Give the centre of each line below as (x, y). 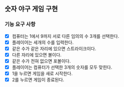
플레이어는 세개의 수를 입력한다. (42, 42)
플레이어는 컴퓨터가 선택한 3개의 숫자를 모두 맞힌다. (62, 67)
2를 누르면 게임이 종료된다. (38, 80)
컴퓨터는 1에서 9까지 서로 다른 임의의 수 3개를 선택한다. (65, 36)
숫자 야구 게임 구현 (31, 9)
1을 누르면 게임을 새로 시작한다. (42, 74)
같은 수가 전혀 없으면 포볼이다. (41, 61)
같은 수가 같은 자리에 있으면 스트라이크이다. (54, 48)
